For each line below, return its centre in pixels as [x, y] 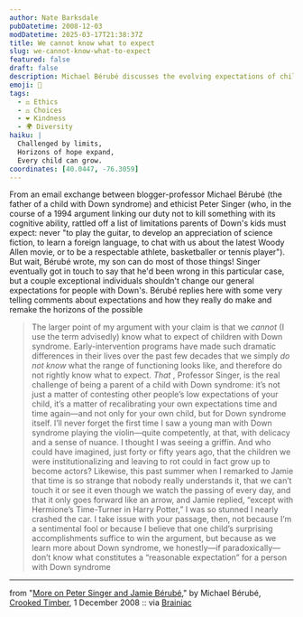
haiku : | [26, 136]
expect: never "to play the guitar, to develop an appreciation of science [141, 233]
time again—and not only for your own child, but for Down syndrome [159, 414]
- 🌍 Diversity [46, 127]
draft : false [34, 69]
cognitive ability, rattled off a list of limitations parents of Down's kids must [148, 223]
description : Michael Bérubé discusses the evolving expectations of [143, 77]
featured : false [40, 60]
